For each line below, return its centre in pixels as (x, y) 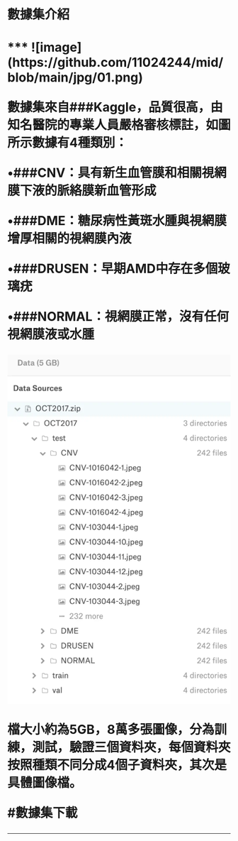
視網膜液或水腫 (51, 335)
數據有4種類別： (80, 143)
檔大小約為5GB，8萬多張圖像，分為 (111, 730)
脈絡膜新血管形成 (107, 191)
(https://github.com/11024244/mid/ (115, 63)
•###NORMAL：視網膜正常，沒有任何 (118, 317)
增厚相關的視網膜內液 (70, 239)
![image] (56, 48)
